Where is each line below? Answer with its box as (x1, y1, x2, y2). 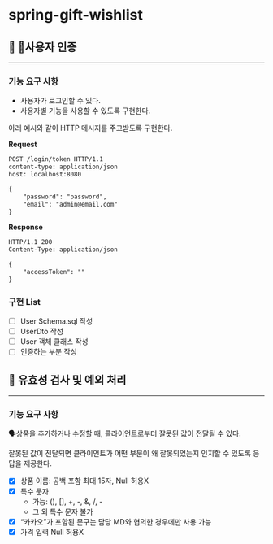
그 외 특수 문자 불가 (32, 507, 93, 516)
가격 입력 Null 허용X (19, 527, 84, 537)
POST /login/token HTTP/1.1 (8, 155, 104, 163)
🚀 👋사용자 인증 (8, 40, 77, 54)
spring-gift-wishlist (8, 6, 144, 24)
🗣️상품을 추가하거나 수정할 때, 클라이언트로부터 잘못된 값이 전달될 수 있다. (8, 429, 241, 438)
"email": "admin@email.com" (23, 200, 118, 208)
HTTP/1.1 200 (8, 238, 53, 246)
